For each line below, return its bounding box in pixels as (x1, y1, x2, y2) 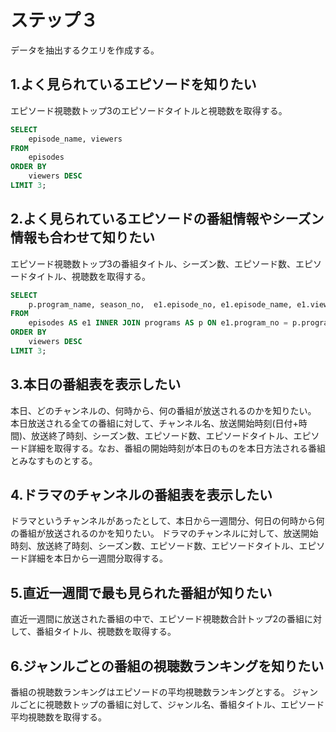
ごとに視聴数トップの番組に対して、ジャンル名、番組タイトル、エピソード (18, 699, 325, 711)
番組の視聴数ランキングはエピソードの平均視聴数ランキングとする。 (10, 686, 290, 698)
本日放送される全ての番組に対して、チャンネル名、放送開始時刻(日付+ (10, 417, 299, 429)
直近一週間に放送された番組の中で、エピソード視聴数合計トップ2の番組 (10, 613, 305, 625)
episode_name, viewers (28, 134, 123, 144)
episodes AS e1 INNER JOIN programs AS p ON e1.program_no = (28, 318, 288, 328)
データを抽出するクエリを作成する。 (10, 44, 160, 56)
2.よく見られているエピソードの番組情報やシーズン (10, 211, 325, 228)
